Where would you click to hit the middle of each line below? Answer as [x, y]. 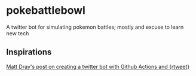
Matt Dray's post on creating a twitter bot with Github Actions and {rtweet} [98, 66]
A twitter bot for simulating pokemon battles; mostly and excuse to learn [95, 27]
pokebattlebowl [46, 10]
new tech [18, 33]
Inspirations [29, 52]
